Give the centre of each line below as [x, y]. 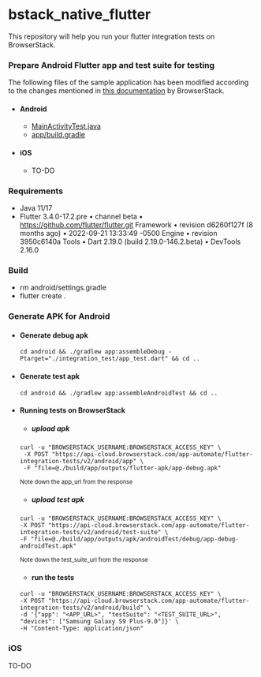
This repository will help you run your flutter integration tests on [112, 36]
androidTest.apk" [48, 546]
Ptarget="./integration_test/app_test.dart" [94, 359]
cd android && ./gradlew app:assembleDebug [92, 352]
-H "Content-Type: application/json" [82, 629]
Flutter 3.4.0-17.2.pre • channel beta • [81, 216]
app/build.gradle [58, 135]
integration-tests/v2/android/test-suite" [90, 533]
